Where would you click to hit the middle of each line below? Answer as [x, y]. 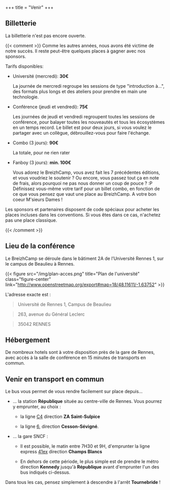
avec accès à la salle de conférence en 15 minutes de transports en [76, 358]
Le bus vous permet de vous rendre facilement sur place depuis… [74, 392]
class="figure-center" [28, 279]
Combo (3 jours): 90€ [36, 143]
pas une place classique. [31, 220]
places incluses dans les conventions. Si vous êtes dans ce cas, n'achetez [83, 215]
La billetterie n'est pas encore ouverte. [46, 36]
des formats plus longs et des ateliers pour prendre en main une [80, 91]
